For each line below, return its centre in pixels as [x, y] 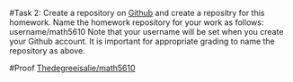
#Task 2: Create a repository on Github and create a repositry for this [137, 13]
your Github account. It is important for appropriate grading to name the [142, 41]
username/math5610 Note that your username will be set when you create [146, 32]
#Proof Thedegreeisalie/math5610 [73, 68]
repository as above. [47, 51]
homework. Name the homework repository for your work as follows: [137, 22]
